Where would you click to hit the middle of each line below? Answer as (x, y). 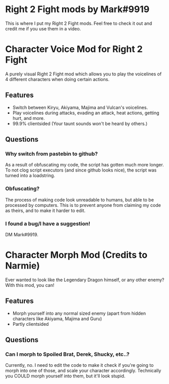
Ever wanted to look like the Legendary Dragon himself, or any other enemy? (85, 280)
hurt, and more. (29, 118)
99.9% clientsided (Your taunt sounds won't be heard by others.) (80, 123)
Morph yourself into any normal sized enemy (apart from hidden (79, 313)
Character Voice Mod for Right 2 (74, 49)
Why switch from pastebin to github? (52, 154)
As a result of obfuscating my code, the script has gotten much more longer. (84, 165)
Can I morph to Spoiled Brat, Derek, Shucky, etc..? (67, 354)
